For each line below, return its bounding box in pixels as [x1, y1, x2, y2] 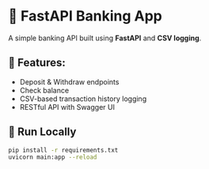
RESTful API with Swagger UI [19, 102, 115, 111]
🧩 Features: [8, 56, 66, 69]
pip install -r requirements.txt [8, 146, 119, 154]
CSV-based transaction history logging [19, 94, 147, 103]
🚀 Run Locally [8, 126, 77, 139]
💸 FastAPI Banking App [8, 7, 162, 25]
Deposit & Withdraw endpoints [19, 77, 120, 86]
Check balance [19, 85, 70, 95]
